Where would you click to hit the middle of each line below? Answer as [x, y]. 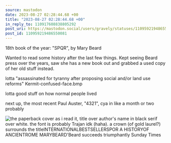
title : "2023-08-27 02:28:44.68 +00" [45, 19]
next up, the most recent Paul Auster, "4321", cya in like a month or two [80, 103]
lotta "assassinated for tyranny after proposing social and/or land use [78, 78]
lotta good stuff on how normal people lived [51, 94]
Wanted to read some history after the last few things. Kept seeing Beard [81, 58]
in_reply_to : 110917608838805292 [41, 24]
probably [15, 109]
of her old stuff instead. [30, 68]
